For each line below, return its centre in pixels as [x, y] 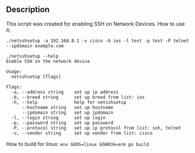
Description [28, 10]
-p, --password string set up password [62, 123]
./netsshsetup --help [32, 56]
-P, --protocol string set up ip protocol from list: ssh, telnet [96, 128]
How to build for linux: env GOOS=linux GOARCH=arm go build [78, 144]
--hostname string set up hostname [67, 107]
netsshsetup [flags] [36, 76]
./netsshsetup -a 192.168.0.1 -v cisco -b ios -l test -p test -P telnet [98, 40]
